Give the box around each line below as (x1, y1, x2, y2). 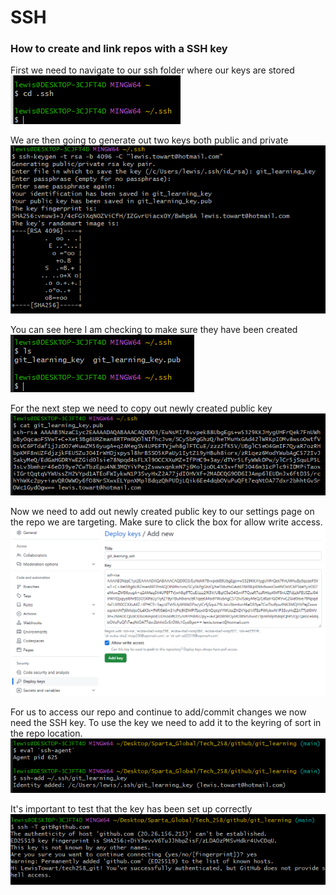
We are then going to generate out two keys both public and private (10, 134, 289, 146)
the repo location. (10, 727, 83, 740)
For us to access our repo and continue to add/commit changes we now (10, 706, 307, 718)
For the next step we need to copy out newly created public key (10, 402, 273, 414)
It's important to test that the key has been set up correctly (10, 803, 253, 815)
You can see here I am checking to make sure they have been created (10, 324, 298, 335)
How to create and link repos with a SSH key (10, 42, 228, 56)
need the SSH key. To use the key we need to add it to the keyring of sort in (10, 717, 322, 729)
